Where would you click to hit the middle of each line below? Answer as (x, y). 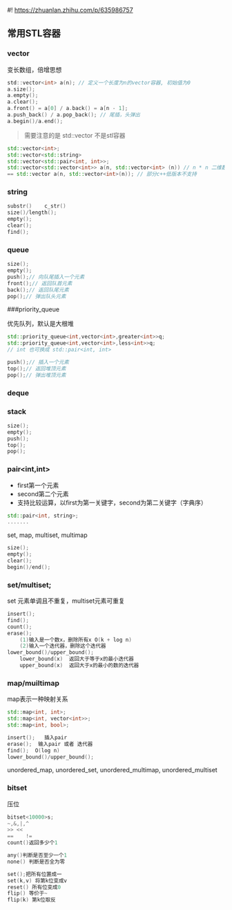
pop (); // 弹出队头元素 (37, 296)
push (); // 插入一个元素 (38, 363)
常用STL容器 (34, 34)
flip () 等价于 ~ (27, 893)
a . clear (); (23, 102)
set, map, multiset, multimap (47, 535)
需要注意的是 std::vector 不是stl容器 (75, 135)
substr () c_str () (37, 206)
